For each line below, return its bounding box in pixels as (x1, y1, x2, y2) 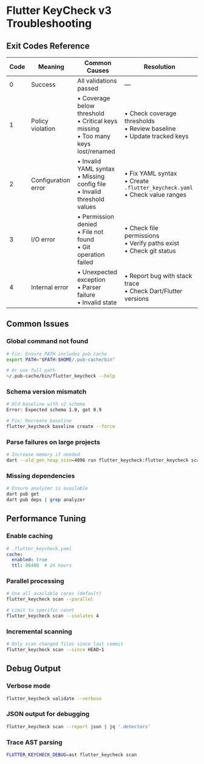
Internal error (31, 283, 69, 292)
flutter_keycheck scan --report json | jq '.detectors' (6, 723, 151, 729)
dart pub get (6, 491, 39, 497)
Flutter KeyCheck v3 (6, 4, 112, 18)
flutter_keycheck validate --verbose (6, 695, 102, 701)
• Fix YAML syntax (124, 169, 177, 177)
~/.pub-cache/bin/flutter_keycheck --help (6, 373, 115, 380)
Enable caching (6, 532, 53, 541)
